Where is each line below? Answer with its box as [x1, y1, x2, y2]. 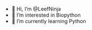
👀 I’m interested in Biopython [11, 12, 81, 18]
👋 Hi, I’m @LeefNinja [11, 6, 61, 12]
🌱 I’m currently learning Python [11, 18, 86, 24]
